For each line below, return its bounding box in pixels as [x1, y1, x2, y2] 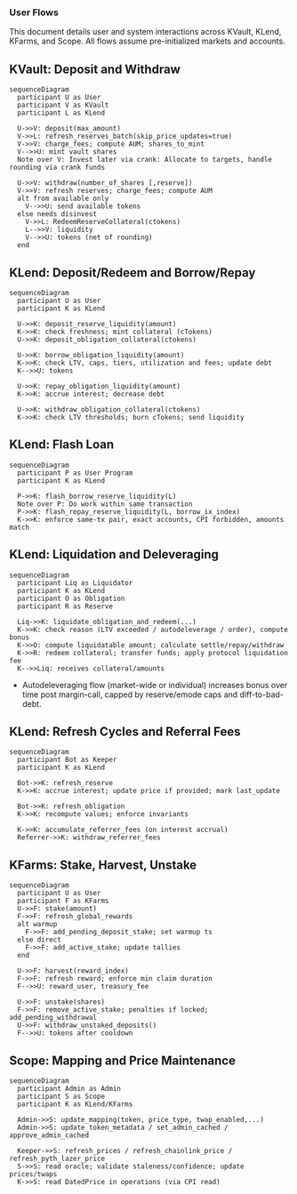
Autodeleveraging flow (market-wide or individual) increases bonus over [21, 679, 288, 690]
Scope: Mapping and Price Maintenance [9, 1053, 236, 1068]
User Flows [9, 6, 60, 19]
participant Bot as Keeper [17, 756, 117, 765]
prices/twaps [9, 1169, 58, 1179]
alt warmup [17, 920, 58, 929]
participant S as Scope [17, 1092, 105, 1101]
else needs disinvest [17, 210, 98, 219]
